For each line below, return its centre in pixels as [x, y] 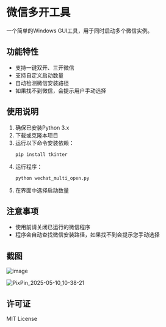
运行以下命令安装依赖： [45, 143]
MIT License [22, 319]
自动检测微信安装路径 [42, 83]
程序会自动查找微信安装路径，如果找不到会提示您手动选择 [87, 235]
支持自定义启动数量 [39, 75]
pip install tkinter [41, 154]
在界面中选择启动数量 [42, 190]
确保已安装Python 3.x [42, 127]
